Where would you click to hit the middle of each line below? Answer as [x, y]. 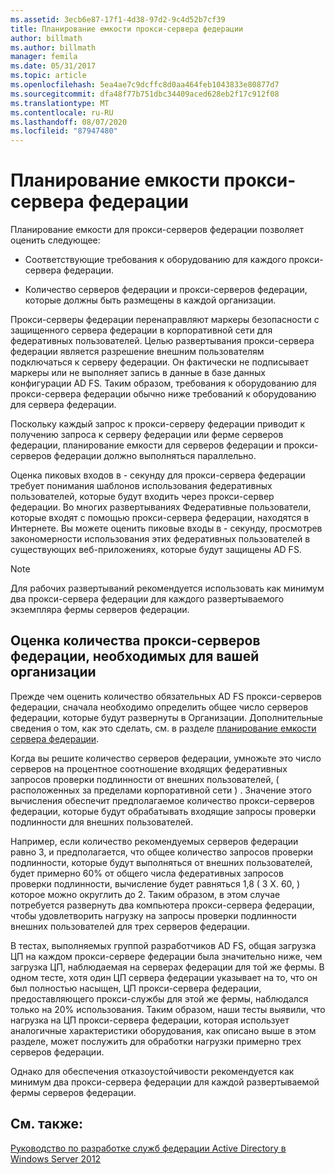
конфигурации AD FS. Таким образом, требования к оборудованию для [163, 383]
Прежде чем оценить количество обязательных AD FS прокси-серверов [166, 696]
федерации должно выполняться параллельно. [155, 456]
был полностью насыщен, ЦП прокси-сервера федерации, [136, 988]
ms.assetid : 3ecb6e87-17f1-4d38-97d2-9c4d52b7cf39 [118, 19]
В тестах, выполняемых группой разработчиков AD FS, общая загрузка [163, 945]
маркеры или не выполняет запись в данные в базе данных [138, 373]
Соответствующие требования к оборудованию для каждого [155, 260]
